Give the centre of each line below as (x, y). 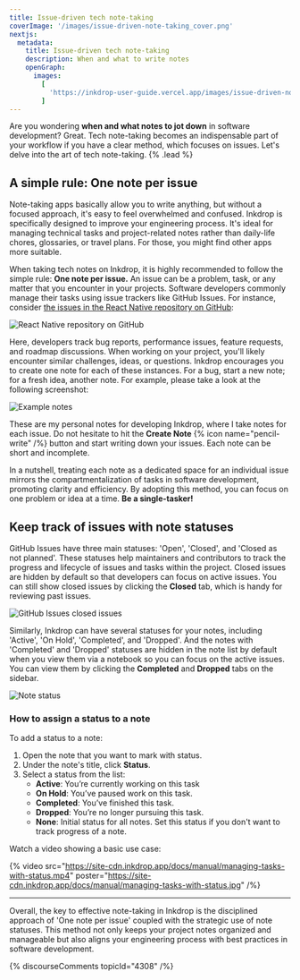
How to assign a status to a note (80, 719)
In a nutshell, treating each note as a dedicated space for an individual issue (149, 470)
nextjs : (24, 34)
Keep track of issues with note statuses (121, 527)
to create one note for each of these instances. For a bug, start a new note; (147, 371)
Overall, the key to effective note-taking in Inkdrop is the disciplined (133, 911)
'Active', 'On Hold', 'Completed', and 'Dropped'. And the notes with (131, 640)
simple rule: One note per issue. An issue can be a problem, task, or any (143, 279)
